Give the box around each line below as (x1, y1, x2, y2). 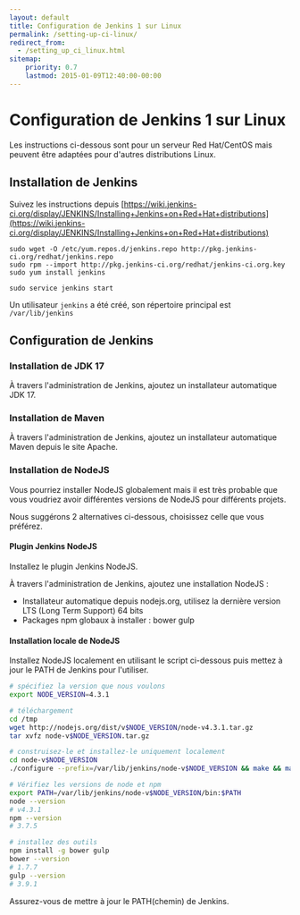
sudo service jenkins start (9, 284, 114, 292)
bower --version (9, 855, 70, 864)
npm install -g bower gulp (9, 846, 110, 855)
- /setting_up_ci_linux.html (17, 47, 126, 55)
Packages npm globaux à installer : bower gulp (21, 614, 195, 625)
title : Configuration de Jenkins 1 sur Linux (9, 21, 181, 30)
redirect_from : (9, 38, 66, 47)
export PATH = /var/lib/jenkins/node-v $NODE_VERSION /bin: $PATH (9, 788, 242, 797)
